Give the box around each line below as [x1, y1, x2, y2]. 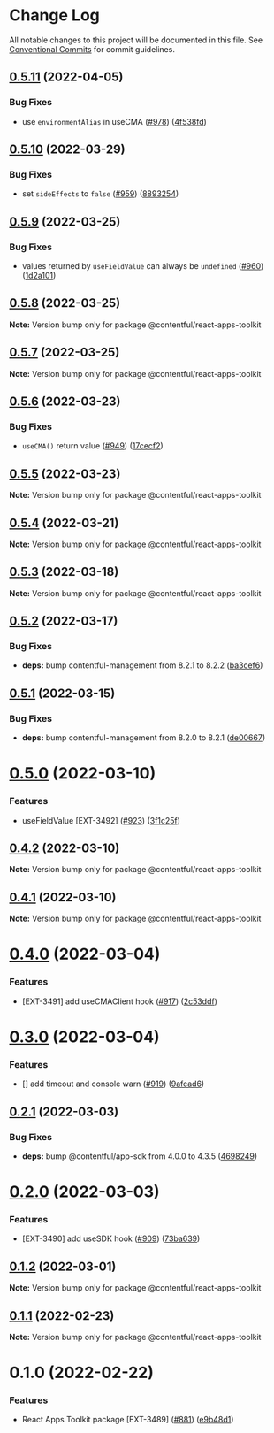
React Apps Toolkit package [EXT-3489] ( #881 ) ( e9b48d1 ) [21, 1414, 234, 1425]
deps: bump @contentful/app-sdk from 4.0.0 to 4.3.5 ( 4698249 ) [21, 1151, 258, 1161]
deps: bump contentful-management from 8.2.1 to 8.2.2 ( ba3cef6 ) [21, 660, 263, 671]
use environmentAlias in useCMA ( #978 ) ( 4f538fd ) [21, 116, 208, 126]
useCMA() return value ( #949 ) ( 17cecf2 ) [21, 441, 164, 451]
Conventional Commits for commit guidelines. [9, 43, 175, 54]
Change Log [9, 5, 100, 26]
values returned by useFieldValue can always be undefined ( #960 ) [21, 261, 264, 271]
